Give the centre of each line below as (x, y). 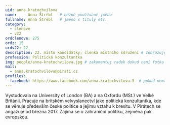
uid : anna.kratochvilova (31, 10)
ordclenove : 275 (22, 39)
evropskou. (17, 117)
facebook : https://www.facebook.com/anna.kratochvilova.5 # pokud (82, 81)
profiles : (16, 76)
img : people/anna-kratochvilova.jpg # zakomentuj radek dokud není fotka (85, 62)
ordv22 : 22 (17, 48)
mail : (11, 67)
